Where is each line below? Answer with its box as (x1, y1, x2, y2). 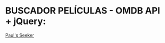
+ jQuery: (5, 15, 46, 27)
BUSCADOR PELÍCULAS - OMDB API (5, 5, 160, 16)
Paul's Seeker (5, 32, 35, 38)
